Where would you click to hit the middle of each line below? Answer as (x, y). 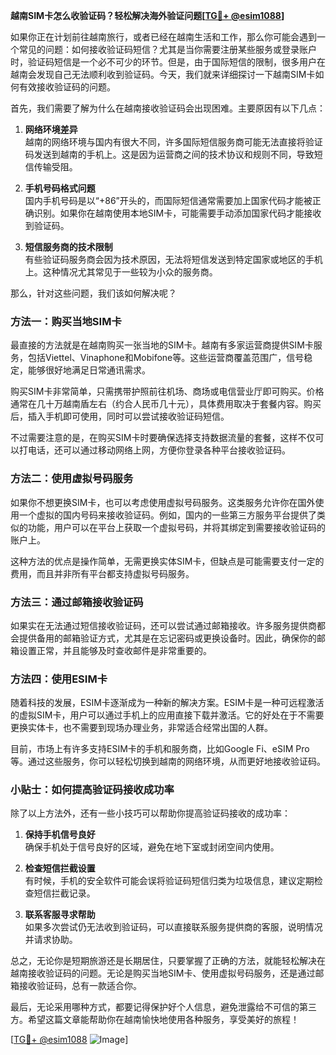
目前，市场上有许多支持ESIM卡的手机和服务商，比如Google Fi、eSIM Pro (160, 749)
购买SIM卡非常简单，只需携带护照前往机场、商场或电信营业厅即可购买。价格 (167, 391)
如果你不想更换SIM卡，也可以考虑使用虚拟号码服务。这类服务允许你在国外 (163, 502)
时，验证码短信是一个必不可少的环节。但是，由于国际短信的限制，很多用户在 (168, 62)
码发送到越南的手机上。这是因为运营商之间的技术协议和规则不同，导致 (169, 154)
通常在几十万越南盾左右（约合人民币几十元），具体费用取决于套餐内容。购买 (166, 404)
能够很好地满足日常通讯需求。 (89, 370)
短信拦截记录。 (64, 893)
